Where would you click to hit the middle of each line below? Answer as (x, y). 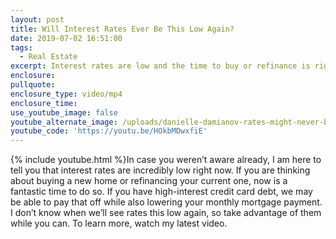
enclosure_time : (44, 103)
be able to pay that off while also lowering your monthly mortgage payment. (166, 202)
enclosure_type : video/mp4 (66, 94)
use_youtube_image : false (64, 112)
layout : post (37, 19)
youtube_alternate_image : (64, 122)
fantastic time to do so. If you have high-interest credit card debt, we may (161, 192)
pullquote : (33, 85)
